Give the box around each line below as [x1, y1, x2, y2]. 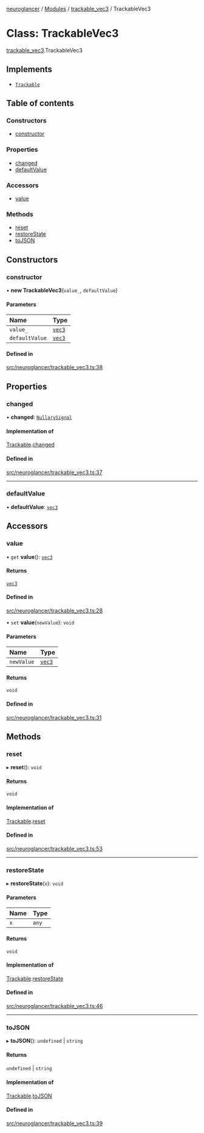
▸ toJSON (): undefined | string [6, 1037, 83, 1045]
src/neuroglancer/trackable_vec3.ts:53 [6, 845, 103, 852]
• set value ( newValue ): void [6, 619, 75, 626]
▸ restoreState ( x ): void [6, 880, 64, 887]
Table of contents [6, 98, 74, 108]
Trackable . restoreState [6, 975, 64, 982]
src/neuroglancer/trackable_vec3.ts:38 [6, 364, 103, 371]
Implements [6, 64, 53, 75]
